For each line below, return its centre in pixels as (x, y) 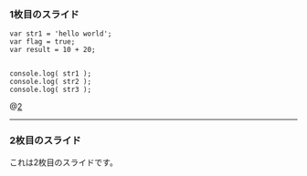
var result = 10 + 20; (53, 50)
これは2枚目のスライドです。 (64, 162)
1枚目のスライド (44, 14)
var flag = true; (42, 42)
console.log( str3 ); (51, 90)
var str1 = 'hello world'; (61, 34)
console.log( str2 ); (51, 82)
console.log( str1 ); (51, 74)
